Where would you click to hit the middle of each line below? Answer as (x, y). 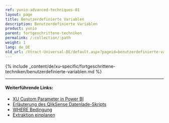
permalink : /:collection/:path (38, 38)
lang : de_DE (18, 47)
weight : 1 (16, 43)
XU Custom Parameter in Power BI (48, 99)
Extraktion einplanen (34, 115)
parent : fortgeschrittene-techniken (44, 33)
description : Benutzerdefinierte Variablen (52, 24)
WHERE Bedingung (32, 109)
